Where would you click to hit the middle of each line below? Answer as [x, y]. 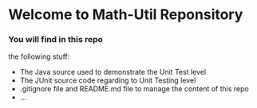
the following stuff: [39, 56]
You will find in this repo [56, 40]
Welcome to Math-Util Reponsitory [126, 15]
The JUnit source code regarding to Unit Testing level [108, 80]
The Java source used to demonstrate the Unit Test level [113, 72]
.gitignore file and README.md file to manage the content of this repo [134, 89]
